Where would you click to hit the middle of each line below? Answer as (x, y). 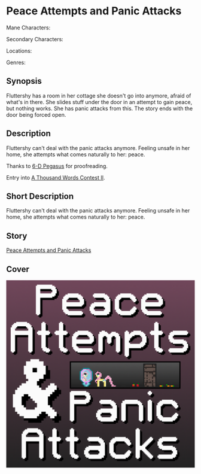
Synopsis (24, 81)
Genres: (16, 62)
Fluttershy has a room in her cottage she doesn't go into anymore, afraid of (99, 95)
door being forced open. (36, 114)
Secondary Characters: (35, 39)
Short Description (40, 196)
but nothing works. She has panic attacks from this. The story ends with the (100, 108)
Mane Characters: (28, 28)
